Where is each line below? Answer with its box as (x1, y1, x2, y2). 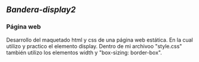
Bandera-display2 (6, 5, 76, 15)
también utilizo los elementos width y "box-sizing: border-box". (6, 49, 162, 56)
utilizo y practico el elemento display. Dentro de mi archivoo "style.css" (6, 42, 182, 49)
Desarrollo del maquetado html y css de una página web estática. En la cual (6, 36, 193, 44)
